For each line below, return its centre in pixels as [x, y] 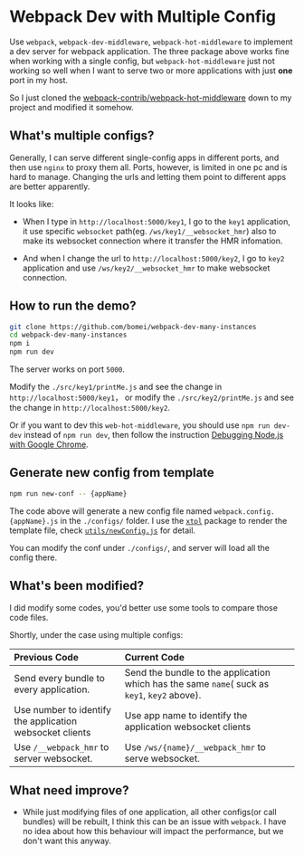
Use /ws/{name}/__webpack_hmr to [195, 746]
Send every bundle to [60, 678]
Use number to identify [62, 709]
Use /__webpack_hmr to [62, 746]
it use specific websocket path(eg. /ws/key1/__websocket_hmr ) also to [149, 231]
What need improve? [69, 790]
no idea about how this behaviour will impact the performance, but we [153, 831]
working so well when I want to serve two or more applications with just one [151, 71]
